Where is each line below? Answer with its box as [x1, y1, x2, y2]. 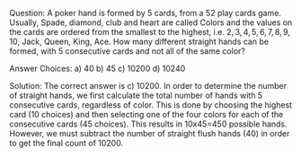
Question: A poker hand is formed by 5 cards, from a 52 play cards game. [9, 8, 281, 18]
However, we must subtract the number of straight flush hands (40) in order [9, 128, 290, 138]
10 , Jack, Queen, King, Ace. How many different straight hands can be [9, 36, 270, 47]
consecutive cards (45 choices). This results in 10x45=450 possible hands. [9, 118, 288, 129]
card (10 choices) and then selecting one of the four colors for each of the [9, 109, 284, 119]
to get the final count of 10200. [9, 138, 124, 148]
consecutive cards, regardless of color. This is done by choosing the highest [9, 100, 293, 110]
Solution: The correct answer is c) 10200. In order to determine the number [9, 81, 288, 91]
